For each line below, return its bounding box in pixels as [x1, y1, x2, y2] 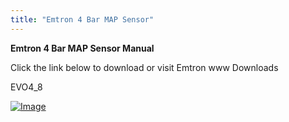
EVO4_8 [10, 81, 43, 93]
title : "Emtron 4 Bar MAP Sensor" [10, 14, 155, 25]
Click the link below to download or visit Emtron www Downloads [10, 61, 279, 73]
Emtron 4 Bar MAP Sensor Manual [10, 42, 155, 54]
